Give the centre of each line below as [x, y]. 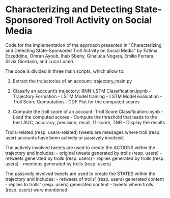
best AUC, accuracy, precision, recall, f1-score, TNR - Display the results [89, 122]
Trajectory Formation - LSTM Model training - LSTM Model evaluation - [87, 96]
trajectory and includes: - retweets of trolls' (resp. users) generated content [85, 179]
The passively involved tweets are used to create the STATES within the [80, 174]
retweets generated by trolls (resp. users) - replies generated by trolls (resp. [85, 158]
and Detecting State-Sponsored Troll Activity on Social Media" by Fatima [81, 50]
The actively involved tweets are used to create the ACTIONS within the [80, 147]
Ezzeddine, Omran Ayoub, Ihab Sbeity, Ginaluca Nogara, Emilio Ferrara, [80, 56]
